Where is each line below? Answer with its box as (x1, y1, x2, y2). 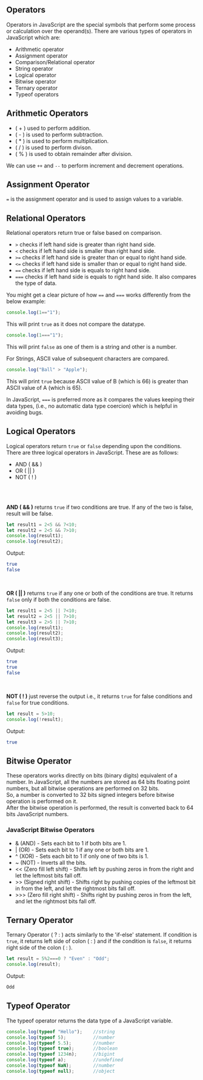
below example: (6, 298, 46, 305)
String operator (15, 65, 53, 72)
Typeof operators (15, 90, 59, 98)
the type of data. (15, 280, 57, 287)
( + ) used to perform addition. (15, 124, 91, 132)
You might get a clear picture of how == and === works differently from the (6, 291, 191, 299)
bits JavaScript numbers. (6, 811, 69, 818)
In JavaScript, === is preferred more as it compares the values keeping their (6, 395, 195, 403)
